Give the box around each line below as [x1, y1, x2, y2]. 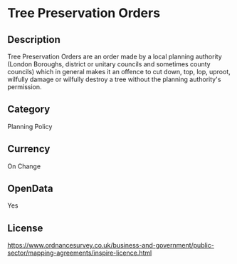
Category [7, 103, 51, 116]
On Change [7, 162, 41, 171]
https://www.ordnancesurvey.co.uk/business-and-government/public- [7, 241, 215, 250]
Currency [7, 143, 51, 155]
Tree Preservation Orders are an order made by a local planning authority [7, 52, 222, 61]
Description [7, 34, 60, 46]
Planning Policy [7, 122, 53, 131]
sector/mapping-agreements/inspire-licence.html [7, 248, 152, 258]
